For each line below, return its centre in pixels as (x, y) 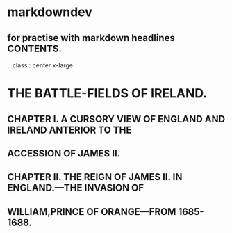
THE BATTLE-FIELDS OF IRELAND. (107, 94)
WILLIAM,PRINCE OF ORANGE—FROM (92, 212)
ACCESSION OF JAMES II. (64, 153)
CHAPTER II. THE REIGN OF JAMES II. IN (95, 177)
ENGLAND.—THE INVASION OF (76, 188)
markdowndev (50, 12)
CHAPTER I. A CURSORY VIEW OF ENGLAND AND (116, 119)
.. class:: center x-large (40, 65)
